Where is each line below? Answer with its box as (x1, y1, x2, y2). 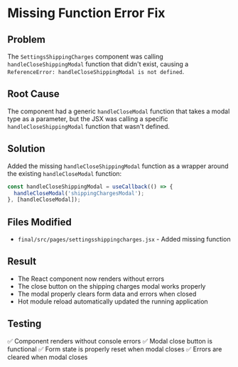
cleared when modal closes (7, 353, 88, 361)
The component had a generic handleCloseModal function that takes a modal (7, 107, 230, 115)
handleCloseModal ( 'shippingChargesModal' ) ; (13, 190, 144, 197)
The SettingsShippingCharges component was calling (7, 52, 163, 61)
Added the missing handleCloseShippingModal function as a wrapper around (7, 162, 229, 170)
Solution (7, 143, 45, 155)
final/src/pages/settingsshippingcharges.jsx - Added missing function (17, 235, 231, 244)
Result (7, 255, 37, 268)
